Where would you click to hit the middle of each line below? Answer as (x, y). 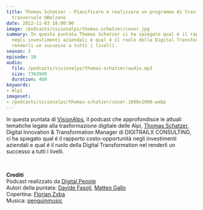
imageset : (19, 96)
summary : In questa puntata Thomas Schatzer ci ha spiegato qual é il (97, 34)
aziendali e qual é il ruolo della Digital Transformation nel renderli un (91, 145)
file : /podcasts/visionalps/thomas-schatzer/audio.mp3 (82, 68)
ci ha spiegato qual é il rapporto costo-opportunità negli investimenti (92, 138)
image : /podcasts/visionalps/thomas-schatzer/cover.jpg (78, 29)
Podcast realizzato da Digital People (51, 181)
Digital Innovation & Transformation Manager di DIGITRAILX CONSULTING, (99, 132)
